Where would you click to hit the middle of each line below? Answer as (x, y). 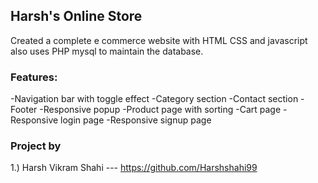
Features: (34, 77)
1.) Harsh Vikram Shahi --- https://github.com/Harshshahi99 (134, 168)
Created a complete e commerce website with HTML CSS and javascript (159, 40)
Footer (24, 110)
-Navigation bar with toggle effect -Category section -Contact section (154, 99)
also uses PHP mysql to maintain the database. (107, 51)
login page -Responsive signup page (136, 120)
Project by (36, 146)
